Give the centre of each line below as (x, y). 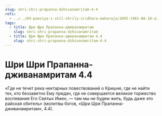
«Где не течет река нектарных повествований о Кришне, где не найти (78, 88)
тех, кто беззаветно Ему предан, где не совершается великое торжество (81, 93)
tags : (10, 23)
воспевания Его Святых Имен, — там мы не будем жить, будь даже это (79, 98)
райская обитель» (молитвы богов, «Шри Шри (53, 103)
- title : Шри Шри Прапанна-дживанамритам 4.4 (56, 37)
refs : (10, 14)
